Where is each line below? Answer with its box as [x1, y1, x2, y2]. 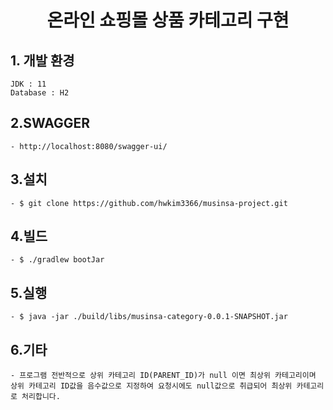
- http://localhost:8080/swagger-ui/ [10, 141, 168, 151]
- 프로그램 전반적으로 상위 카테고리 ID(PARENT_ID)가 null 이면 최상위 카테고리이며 [10, 371, 317, 381]
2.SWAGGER [10, 115, 91, 132]
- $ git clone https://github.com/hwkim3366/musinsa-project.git [10, 198, 288, 208]
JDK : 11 [10, 79, 47, 89]
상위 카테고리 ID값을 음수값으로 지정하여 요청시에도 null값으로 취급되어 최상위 [10, 381, 293, 391]
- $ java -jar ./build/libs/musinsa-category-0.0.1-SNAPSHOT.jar [10, 312, 288, 322]
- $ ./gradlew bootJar [10, 255, 105, 265]
